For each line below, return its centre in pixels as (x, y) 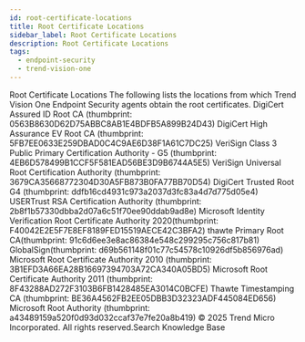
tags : (20, 52)
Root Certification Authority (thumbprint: (85, 172)
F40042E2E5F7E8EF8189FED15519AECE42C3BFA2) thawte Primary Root (147, 230)
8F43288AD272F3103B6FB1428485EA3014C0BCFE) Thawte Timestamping (152, 288)
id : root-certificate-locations (71, 18)
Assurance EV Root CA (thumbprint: (76, 133)
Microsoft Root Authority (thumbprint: (80, 307)
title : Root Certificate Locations (77, 26)
